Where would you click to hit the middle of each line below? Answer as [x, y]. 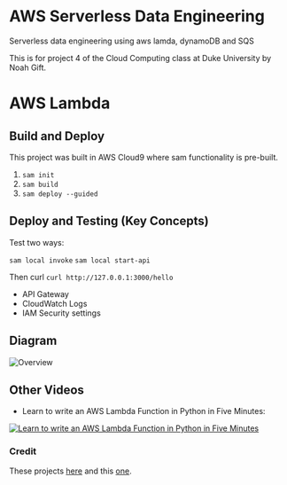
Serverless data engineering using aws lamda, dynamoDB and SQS [132, 41]
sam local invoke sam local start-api [80, 260]
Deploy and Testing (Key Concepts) [109, 221]
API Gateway [45, 293]
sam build [40, 184]
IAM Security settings [62, 313]
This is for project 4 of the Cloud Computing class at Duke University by [140, 58]
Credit [23, 451]
